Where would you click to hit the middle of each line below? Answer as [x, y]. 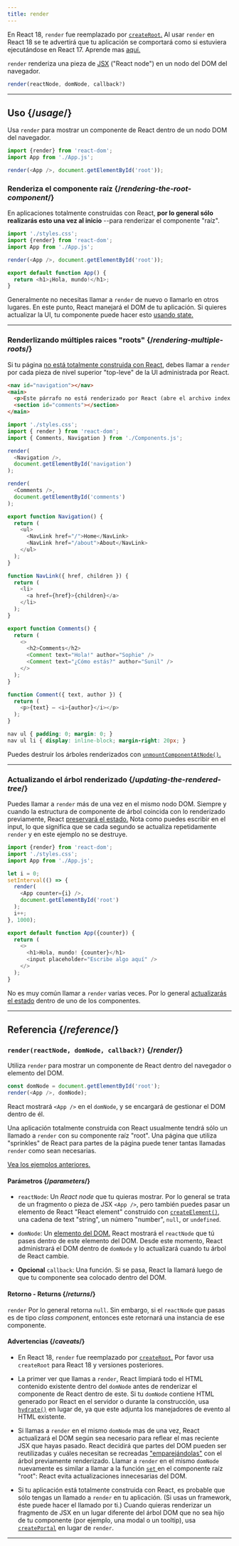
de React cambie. [43, 1256]
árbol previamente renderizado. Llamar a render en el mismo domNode [118, 1460]
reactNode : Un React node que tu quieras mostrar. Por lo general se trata [124, 1197]
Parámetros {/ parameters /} [49, 1181]
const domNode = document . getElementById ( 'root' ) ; [84, 1086]
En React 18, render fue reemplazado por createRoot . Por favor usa [116, 1357]
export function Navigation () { [55, 516]
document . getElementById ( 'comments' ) [70, 497]
